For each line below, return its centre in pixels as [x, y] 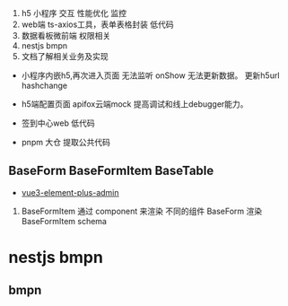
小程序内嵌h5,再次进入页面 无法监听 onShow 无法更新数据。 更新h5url [150, 75]
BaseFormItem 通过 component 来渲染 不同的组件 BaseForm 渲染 [142, 211]
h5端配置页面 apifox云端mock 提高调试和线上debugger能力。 [135, 104]
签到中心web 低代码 [58, 123]
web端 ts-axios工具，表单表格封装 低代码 [97, 24]
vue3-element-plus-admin [70, 192]
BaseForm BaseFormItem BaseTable [111, 171]
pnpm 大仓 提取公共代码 [66, 142]
